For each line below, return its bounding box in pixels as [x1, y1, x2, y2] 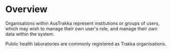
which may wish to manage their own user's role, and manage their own [5, 25, 158, 31]
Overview [5, 4, 48, 15]
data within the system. [5, 31, 55, 37]
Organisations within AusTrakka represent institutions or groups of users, [5, 20, 160, 26]
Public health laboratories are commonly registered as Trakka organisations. [5, 40, 167, 46]
